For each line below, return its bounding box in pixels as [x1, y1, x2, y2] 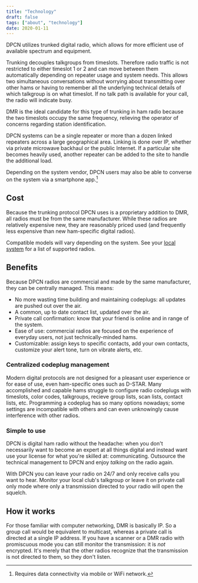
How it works [6, 506, 55, 516]
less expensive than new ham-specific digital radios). [6, 227, 136, 234]
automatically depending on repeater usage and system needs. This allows [6, 71, 189, 79]
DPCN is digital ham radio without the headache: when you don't [6, 440, 163, 447]
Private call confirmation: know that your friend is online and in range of [14, 314, 189, 322]
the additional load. [6, 157, 53, 164]
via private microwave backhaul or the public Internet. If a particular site [6, 145, 181, 152]
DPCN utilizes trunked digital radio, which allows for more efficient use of [6, 41, 184, 48]
